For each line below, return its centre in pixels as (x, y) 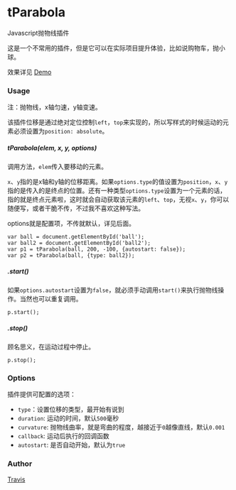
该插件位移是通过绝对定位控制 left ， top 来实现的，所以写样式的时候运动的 (115, 122)
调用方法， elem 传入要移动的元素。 (58, 167)
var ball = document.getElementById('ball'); (76, 237)
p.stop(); (22, 360)
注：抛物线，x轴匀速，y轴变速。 (54, 107)
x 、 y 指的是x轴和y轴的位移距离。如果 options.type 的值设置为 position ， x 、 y (118, 182)
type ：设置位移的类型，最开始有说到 (71, 410)
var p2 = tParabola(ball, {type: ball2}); (71, 256)
